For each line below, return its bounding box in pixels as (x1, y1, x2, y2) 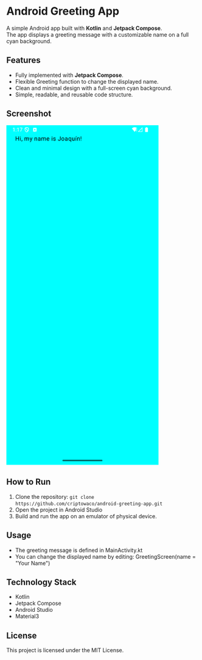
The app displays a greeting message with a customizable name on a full (6, 31, 189, 38)
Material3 (15, 612, 40, 620)
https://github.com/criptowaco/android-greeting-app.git (15, 501, 163, 507)
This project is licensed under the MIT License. (6, 647, 124, 654)
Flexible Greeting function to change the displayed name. (15, 78, 159, 85)
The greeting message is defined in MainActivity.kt (15, 546, 143, 554)
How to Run (6, 477, 51, 487)
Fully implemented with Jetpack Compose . (15, 71, 124, 79)
